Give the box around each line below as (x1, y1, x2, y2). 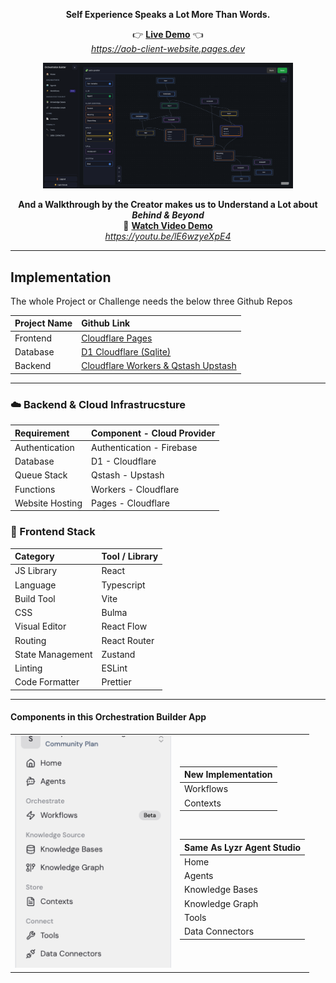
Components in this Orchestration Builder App (10, 711, 207, 723)
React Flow (101, 620, 148, 633)
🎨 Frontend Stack (10, 525, 96, 539)
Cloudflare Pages (81, 332, 153, 344)
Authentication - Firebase (90, 441, 198, 453)
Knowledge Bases (184, 884, 258, 896)
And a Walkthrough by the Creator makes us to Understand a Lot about (18, 199, 318, 211)
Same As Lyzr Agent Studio (184, 841, 302, 853)
